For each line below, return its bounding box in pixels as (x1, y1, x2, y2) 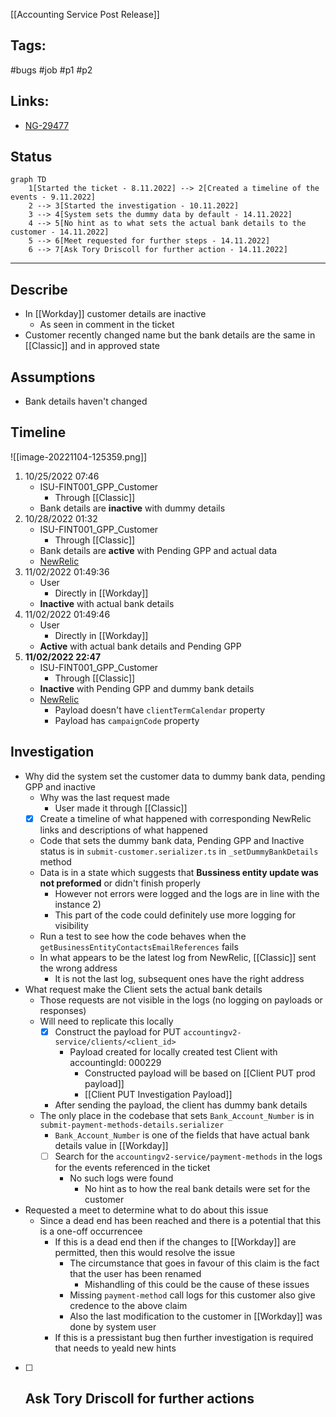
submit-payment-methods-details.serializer (39, 1120, 225, 1130)
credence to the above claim (69, 1299, 188, 1311)
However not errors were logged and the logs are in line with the (54, 887, 320, 899)
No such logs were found (69, 1172, 174, 1184)
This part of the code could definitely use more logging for (54, 909, 297, 921)
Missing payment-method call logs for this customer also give (69, 1289, 316, 1301)
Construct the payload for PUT (54, 1025, 182, 1038)
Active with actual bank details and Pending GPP (39, 640, 242, 652)
